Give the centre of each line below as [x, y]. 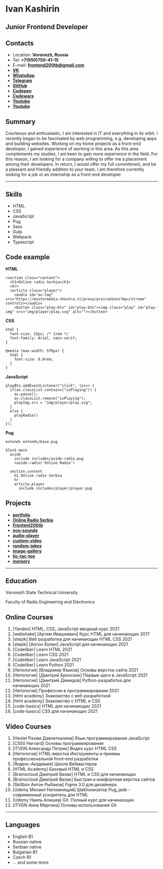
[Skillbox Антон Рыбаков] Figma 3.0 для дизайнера [65, 785]
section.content [26, 471]
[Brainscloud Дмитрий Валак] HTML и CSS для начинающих [74, 774]
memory [21, 561]
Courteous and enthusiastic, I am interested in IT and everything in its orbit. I [82, 133]
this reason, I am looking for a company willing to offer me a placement [76, 159]
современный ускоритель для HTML [50, 795]
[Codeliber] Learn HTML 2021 [42, 649]
